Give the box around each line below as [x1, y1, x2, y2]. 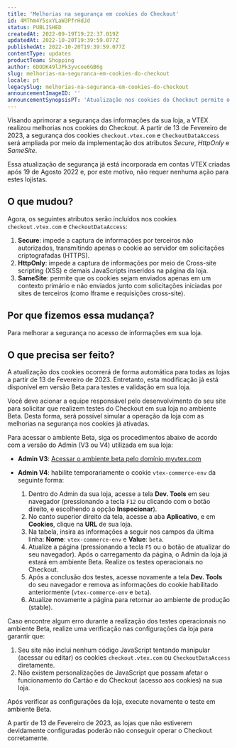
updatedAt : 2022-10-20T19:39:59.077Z [7, 37, 119, 44]
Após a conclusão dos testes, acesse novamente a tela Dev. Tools [28, 573, 222, 581]
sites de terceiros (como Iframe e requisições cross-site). [17, 289, 186, 297]
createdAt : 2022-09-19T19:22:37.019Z [7, 30, 119, 38]
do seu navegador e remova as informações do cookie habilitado [28, 581, 219, 589]
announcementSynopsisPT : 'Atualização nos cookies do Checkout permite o [7, 97, 231, 104]
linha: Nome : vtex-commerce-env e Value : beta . [28, 535, 165, 544]
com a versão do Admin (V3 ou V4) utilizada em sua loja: [7, 441, 174, 449]
